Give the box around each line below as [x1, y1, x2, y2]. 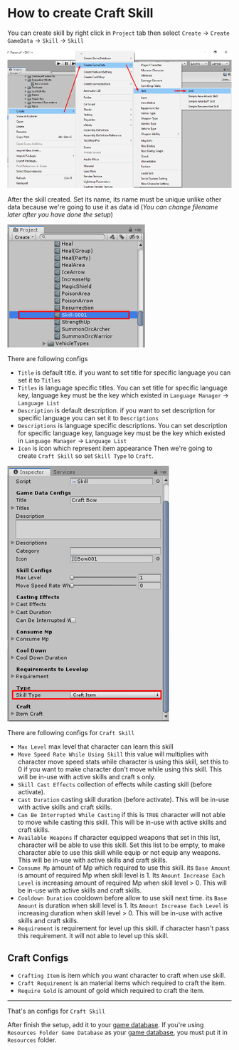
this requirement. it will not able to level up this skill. [17, 931, 169, 940]
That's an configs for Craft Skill [7, 1007, 105, 1015]
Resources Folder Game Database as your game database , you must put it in [7, 1028, 228, 1036]
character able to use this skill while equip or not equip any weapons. [17, 848, 221, 856]
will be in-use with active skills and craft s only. [17, 772, 156, 781]
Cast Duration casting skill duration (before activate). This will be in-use [17, 795, 230, 804]
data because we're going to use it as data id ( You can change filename [7, 202, 218, 211]
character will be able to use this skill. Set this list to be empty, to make [17, 841, 225, 849]
